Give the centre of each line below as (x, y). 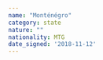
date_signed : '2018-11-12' (52, 44)
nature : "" (26, 30)
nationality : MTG (37, 37)
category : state (35, 23)
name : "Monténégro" (40, 15)
